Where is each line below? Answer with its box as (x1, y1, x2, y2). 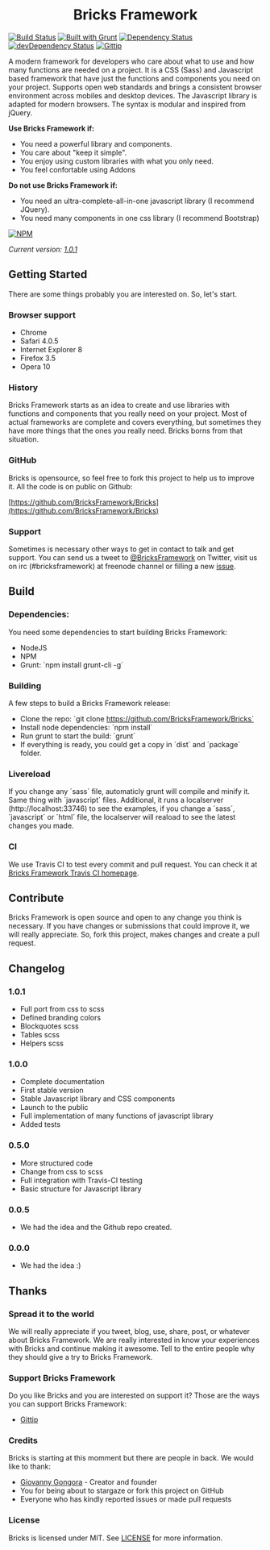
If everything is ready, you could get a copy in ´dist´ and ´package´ (19, 739, 241, 749)
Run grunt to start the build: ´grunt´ (19, 731, 136, 741)
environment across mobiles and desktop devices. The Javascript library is (8, 90, 258, 100)
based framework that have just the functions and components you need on (8, 73, 260, 83)
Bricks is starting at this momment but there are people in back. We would (8, 1453, 254, 1463)
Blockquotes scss (19, 1021, 79, 1031)
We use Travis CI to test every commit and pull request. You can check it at (8, 859, 258, 869)
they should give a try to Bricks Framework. (8, 1352, 153, 1361)
